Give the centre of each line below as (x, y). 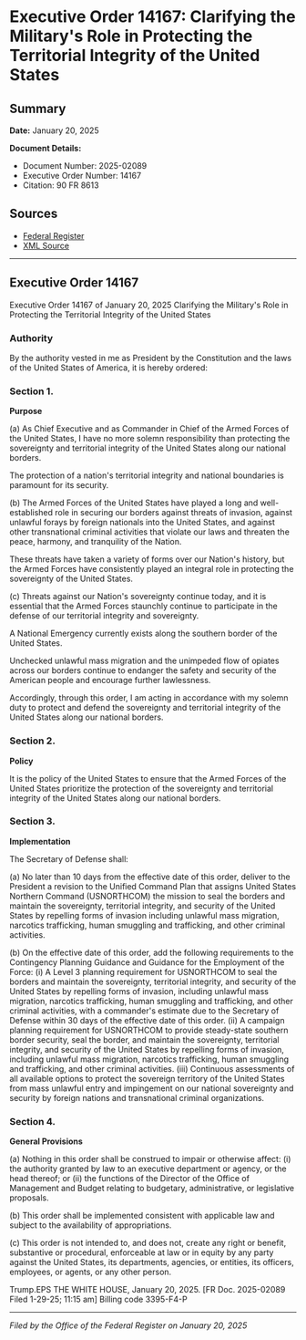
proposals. (30, 1198)
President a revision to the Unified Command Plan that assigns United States (153, 886)
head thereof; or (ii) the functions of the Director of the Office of (130, 1179)
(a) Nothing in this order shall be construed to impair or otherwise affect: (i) (150, 1159)
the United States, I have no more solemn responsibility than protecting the (150, 439)
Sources (34, 214)
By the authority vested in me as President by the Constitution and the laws (151, 358)
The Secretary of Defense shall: (69, 858)
